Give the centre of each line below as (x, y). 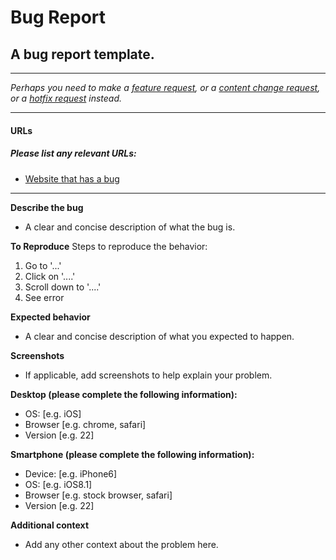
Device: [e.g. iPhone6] (71, 473)
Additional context (50, 525)
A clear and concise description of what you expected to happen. (159, 336)
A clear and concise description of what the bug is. (130, 227)
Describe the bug (47, 207)
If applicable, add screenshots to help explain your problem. (148, 375)
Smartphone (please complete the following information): (132, 454)
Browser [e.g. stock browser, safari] (98, 495)
